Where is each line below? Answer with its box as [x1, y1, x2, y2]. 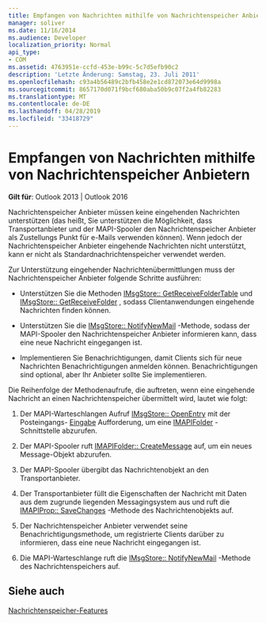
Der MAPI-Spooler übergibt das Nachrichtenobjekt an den [19, 464, 210, 474]
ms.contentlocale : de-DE [8, 100, 90, 108]
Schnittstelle [19, 426, 61, 435]
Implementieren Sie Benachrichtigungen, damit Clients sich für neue [19, 353, 242, 362]
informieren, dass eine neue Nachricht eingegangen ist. [19, 537, 202, 547]
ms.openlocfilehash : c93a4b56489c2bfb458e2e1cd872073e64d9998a [8, 78, 222, 86]
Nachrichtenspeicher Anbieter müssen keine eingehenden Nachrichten [8, 207, 240, 216]
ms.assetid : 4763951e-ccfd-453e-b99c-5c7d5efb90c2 [8, 63, 179, 71]
